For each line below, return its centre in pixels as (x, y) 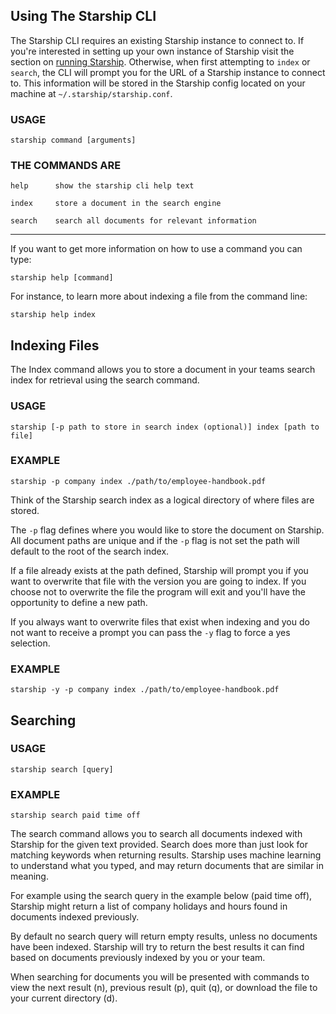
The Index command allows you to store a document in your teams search (163, 370)
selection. (30, 643)
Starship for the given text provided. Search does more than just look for (159, 845)
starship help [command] (62, 278)
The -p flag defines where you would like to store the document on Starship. (167, 530)
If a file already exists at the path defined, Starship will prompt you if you (159, 570)
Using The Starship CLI (83, 16)
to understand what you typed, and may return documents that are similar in (167, 866)
